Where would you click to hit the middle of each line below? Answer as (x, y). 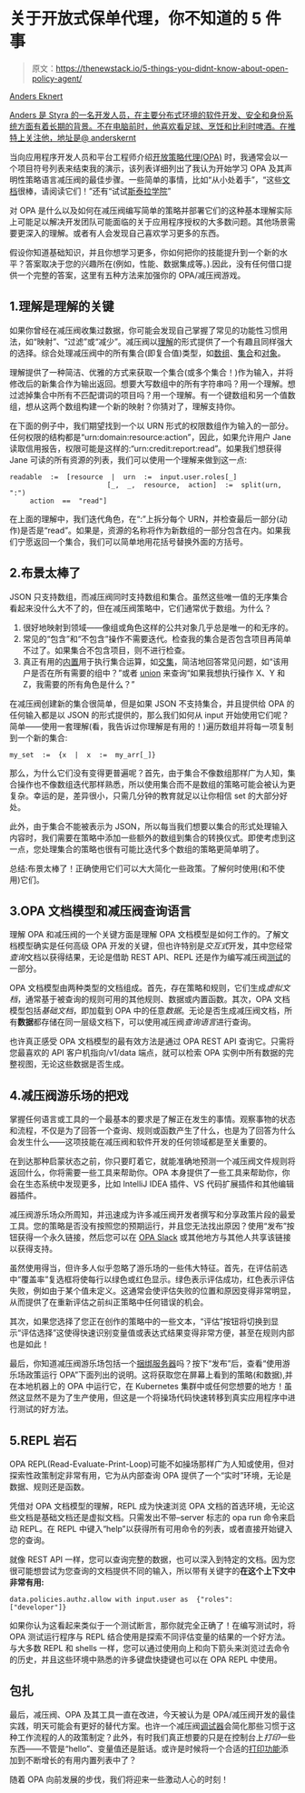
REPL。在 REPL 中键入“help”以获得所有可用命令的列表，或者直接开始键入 (156, 1529)
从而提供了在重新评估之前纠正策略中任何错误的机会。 (109, 1302)
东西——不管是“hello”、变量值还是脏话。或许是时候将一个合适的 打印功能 (145, 1748)
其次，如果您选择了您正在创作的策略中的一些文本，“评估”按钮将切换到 (140, 1322)
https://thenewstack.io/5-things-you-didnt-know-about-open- (172, 68)
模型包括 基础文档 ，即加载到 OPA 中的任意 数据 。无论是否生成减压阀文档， (147, 1011)
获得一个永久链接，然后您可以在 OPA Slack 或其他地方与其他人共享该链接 (154, 1237)
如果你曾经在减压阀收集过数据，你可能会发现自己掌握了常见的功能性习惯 (144, 330)
